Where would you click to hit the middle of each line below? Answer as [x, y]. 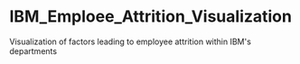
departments [33, 50]
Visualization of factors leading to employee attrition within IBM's [130, 41]
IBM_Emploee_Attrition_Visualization [150, 17]
